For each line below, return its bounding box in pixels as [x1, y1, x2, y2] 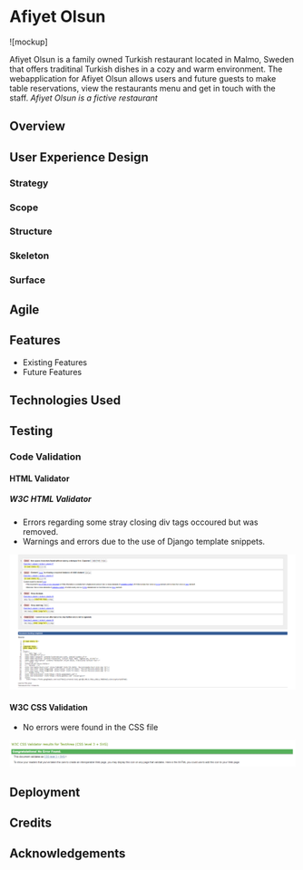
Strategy [9, 177, 49, 189]
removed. [22, 526, 59, 536]
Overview [9, 119, 66, 134]
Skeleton [9, 249, 50, 262]
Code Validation [9, 450, 82, 463]
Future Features [22, 366, 83, 377]
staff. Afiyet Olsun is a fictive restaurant [9, 92, 159, 103]
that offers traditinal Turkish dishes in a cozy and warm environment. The [9, 63, 283, 74]
